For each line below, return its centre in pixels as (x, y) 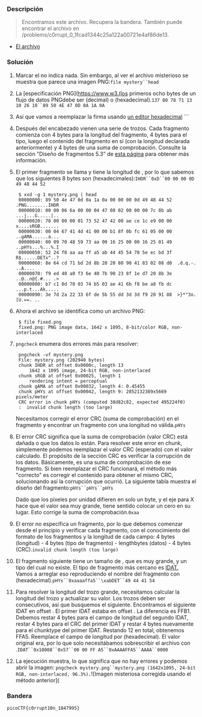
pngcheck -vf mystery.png (51, 355)
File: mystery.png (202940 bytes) (62, 360)
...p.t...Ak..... (37, 289)
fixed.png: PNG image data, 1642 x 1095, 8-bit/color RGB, (94, 327)
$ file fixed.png (40, 322)
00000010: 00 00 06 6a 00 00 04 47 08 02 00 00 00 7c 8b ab (95, 210)
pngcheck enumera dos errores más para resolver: (77, 343)
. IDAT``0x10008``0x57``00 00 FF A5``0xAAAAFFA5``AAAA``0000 (92, 649)
